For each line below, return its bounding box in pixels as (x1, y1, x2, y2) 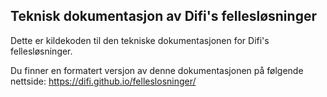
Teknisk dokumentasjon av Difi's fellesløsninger (10, 8, 317, 25)
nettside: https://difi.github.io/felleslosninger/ (10, 75, 197, 87)
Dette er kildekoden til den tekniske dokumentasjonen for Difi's (10, 34, 270, 46)
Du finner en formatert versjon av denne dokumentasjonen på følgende (10, 64, 304, 76)
